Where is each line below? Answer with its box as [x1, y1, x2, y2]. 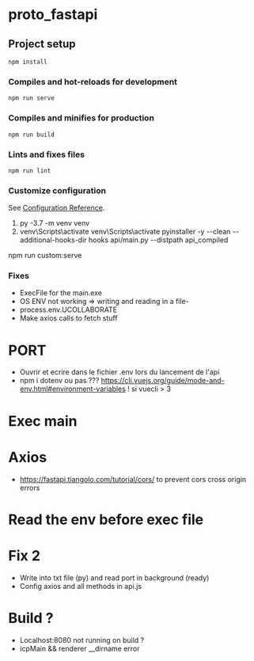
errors [19, 483, 40, 492]
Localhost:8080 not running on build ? [19, 635, 145, 644]
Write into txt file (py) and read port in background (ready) [19, 572, 210, 583]
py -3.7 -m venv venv [19, 218, 90, 228]
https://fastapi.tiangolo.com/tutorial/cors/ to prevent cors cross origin [19, 474, 247, 484]
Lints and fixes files [8, 149, 85, 160]
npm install [8, 58, 47, 66]
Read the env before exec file [8, 511, 204, 528]
